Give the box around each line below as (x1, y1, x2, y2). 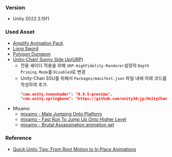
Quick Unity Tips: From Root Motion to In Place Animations (12, 146, 137, 152)
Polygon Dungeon (12, 50, 51, 57)
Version (5, 4, 26, 11)
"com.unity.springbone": (20, 96, 74, 101)
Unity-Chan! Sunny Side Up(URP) (12, 56, 83, 62)
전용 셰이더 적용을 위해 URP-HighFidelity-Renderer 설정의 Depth (20, 62, 149, 68)
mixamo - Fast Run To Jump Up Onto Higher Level (20, 116, 126, 122)
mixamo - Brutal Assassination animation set (20, 122, 114, 128)
